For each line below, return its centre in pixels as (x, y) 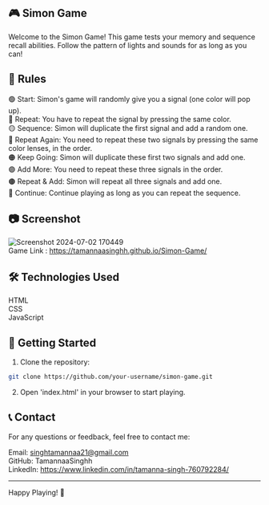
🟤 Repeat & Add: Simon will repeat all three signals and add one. (115, 181)
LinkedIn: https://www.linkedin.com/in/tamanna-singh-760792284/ (119, 469)
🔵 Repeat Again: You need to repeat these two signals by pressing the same (133, 140)
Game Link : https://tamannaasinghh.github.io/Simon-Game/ (108, 250)
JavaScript (26, 318)
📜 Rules (27, 79)
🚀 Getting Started (52, 342)
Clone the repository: (55, 362)
